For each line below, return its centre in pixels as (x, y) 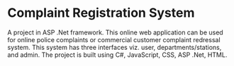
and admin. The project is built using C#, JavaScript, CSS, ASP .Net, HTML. (117, 55)
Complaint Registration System (101, 13)
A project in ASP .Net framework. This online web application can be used (115, 32)
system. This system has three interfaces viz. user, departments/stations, (115, 47)
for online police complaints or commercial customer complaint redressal (114, 39)
